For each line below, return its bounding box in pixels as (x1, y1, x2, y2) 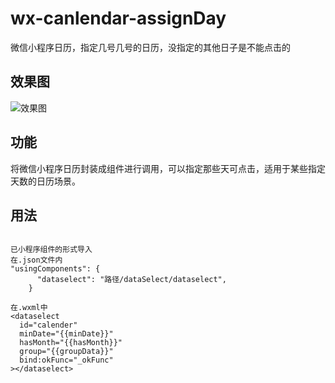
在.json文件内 (10, 255, 63, 266)
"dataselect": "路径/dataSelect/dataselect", (36, 275, 227, 285)
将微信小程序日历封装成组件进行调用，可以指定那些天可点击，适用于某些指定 (10, 162, 326, 174)
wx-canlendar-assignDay (10, 7, 227, 30)
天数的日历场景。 (10, 175, 81, 187)
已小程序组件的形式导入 (10, 245, 93, 255)
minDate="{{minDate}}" (19, 329, 114, 339)
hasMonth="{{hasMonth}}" (19, 338, 123, 348)
